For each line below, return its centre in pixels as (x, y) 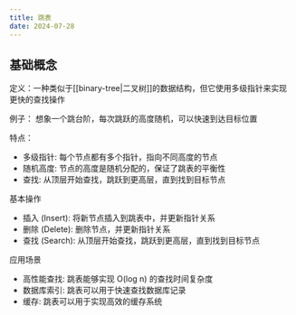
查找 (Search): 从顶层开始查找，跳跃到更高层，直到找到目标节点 (141, 241)
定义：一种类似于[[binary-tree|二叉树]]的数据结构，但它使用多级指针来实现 (148, 88)
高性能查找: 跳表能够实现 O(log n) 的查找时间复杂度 (118, 279)
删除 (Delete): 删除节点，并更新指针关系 (96, 229)
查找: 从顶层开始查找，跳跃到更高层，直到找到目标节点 (124, 180)
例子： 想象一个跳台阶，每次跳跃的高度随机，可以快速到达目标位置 (134, 119)
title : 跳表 (30, 18)
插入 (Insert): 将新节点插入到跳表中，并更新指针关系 (119, 218)
